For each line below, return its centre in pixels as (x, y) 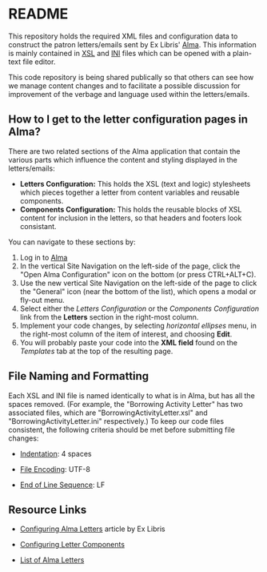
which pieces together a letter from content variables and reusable (130, 192)
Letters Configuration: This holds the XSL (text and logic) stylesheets (135, 183)
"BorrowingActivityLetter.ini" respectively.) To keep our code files (116, 421)
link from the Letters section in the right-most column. (109, 316)
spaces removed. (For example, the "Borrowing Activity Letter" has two (126, 404)
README (38, 14)
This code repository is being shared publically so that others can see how (131, 77)
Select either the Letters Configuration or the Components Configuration (139, 308)
